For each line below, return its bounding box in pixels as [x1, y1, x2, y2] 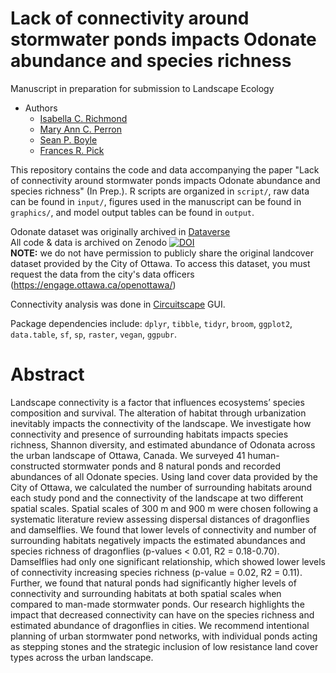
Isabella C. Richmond [39, 112, 128, 124]
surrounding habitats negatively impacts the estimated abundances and [10, 534, 306, 546]
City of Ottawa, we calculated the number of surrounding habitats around [10, 481, 313, 493]
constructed [10, 460, 61, 472]
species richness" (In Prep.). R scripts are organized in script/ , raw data [10, 185, 310, 197]
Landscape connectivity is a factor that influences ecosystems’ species [10, 396, 305, 408]
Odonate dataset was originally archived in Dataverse [10, 225, 231, 237]
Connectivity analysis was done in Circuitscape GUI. [10, 298, 226, 310]
